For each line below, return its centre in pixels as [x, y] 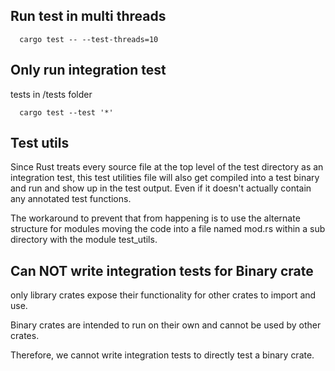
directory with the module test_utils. [84, 240]
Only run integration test [88, 70]
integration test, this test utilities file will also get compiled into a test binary [165, 178]
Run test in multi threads [88, 16]
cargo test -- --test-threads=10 [89, 39]
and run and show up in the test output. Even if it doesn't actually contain [161, 188]
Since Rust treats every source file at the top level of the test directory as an [167, 167]
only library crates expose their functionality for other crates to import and [163, 295]
